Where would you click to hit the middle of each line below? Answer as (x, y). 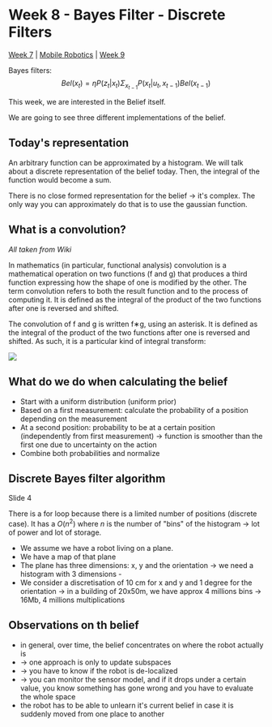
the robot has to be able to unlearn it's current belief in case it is (127, 705)
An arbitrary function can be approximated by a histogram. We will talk (126, 162)
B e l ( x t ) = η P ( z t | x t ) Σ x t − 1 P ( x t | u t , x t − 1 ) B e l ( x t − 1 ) (136, 84)
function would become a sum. (60, 179)
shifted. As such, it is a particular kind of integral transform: (107, 341)
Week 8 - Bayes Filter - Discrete (117, 15)
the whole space (48, 696)
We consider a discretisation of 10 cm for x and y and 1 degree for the (136, 583)
